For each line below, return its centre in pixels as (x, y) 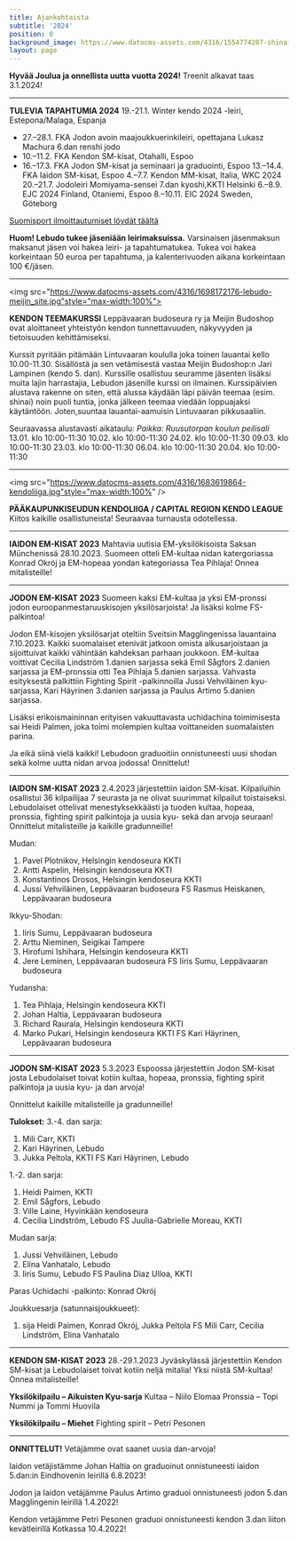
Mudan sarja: (33, 1238)
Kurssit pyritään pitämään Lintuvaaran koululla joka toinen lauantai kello (140, 355)
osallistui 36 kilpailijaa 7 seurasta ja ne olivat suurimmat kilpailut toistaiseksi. (148, 798)
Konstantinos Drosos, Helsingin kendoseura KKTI (112, 880)
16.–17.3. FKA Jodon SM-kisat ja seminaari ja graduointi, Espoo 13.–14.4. (153, 166)
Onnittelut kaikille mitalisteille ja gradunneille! (91, 1105)
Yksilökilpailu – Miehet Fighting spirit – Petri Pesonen (107, 1424)
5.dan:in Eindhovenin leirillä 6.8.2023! (78, 1475)
